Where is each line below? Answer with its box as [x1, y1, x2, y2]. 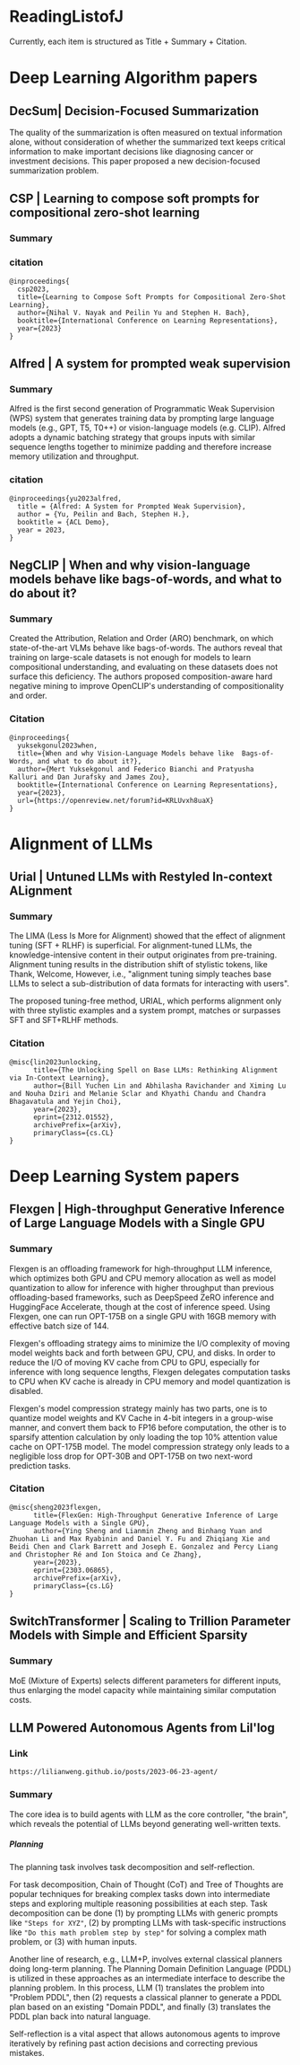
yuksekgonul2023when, [17, 741, 99, 750]
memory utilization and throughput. [9, 451, 140, 462]
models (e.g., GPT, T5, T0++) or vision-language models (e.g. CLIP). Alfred [9, 422, 287, 433]
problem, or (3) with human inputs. [9, 1936, 137, 1946]
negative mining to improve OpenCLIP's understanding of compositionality [9, 681, 284, 692]
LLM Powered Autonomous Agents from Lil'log [9, 1720, 276, 1735]
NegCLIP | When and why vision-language [9, 557, 251, 572]
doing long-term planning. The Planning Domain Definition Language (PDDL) [9, 1963, 292, 1973]
